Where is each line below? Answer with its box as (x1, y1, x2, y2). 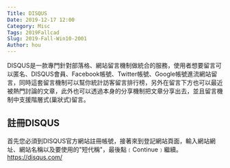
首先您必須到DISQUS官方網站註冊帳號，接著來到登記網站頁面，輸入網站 (7, 137, 210, 145)
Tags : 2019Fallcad (7, 29, 60, 36)
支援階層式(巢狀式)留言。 (18, 96, 90, 103)
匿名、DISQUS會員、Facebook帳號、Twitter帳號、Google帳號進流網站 (12, 70, 212, 78)
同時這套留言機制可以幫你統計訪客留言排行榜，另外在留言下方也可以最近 (18, 79, 223, 86)
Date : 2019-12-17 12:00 (7, 16, 75, 23)
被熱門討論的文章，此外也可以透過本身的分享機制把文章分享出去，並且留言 (7, 87, 217, 95)
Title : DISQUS (7, 10, 48, 17)
